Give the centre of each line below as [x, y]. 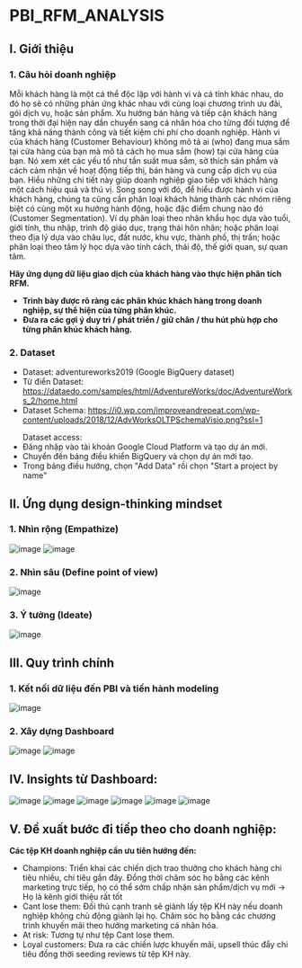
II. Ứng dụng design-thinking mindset [116, 504]
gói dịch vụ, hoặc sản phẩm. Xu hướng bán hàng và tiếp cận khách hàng [143, 112]
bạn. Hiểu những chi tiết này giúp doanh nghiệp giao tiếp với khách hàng [144, 180]
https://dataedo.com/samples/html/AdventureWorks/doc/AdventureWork [157, 391]
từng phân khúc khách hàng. [77, 329]
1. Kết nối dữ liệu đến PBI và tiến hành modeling [114, 688]
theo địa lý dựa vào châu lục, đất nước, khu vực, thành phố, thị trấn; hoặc [145, 237]
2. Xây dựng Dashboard [62, 732]
